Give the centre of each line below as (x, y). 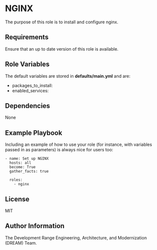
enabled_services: (30, 90)
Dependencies (27, 106)
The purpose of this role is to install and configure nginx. (62, 22)
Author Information (35, 226)
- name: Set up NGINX (27, 159)
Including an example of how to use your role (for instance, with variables (78, 144)
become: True (23, 167)
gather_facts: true (29, 171)
